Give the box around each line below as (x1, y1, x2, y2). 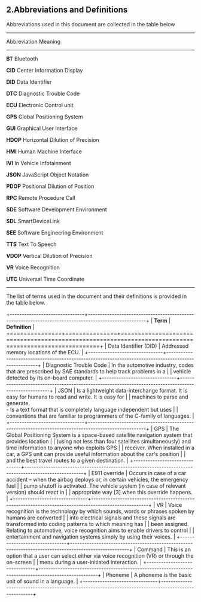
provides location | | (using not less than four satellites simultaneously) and (6, 437, 191, 445)
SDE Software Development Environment (6, 206, 108, 213)
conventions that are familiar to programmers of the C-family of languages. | (6, 412, 194, 419)
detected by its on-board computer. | (6, 374, 98, 381)
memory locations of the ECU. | (6, 348, 84, 355)
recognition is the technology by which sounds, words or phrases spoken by (6, 507, 194, 515)
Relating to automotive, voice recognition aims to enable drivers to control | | (6, 527, 194, 534)
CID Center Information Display (6, 66, 83, 74)
